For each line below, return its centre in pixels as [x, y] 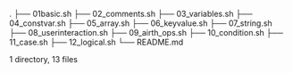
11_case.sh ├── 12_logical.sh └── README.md [96, 42]
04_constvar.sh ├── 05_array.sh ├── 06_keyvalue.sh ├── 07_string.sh [141, 23]
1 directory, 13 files [44, 59]
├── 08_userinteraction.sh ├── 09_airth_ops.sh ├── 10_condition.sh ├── [146, 32]
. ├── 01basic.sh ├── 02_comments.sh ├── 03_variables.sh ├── [131, 14]
